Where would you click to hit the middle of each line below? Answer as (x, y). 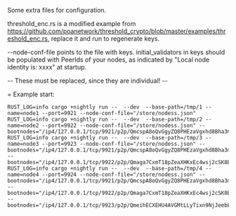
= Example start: (31, 94)
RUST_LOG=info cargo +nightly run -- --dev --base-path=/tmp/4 (105, 168)
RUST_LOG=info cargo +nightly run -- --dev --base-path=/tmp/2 (105, 119)
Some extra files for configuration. (57, 10)
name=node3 (23, 144)
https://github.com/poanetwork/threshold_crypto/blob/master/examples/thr (117, 31)
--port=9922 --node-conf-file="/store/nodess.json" (119, 126)
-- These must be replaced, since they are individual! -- (88, 81)
